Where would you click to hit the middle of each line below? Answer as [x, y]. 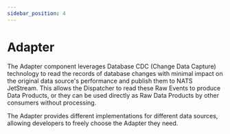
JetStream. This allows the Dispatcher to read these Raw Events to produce [114, 88]
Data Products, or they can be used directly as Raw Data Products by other [113, 95]
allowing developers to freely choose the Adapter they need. [93, 123]
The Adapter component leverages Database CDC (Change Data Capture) [112, 66]
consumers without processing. [52, 103]
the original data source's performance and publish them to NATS [100, 81]
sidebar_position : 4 [37, 13]
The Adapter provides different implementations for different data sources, [113, 116]
